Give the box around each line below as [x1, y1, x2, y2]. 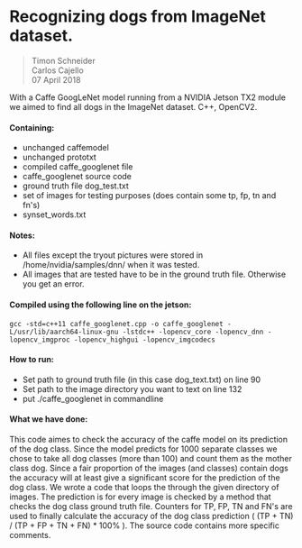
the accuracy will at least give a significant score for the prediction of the [9, 471, 281, 483]
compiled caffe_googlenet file [22, 161, 133, 172]
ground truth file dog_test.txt [22, 180, 129, 191]
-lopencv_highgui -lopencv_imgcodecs [73, 335, 216, 344]
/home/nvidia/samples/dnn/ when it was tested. [22, 260, 200, 270]
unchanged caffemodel [22, 142, 110, 153]
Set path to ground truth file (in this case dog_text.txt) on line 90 [22, 374, 261, 385]
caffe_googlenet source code [22, 171, 133, 182]
